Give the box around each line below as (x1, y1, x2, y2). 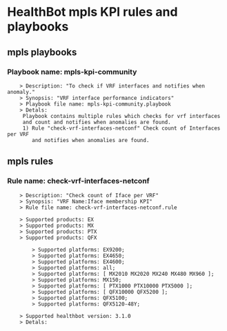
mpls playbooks (7, 46, 77, 58)
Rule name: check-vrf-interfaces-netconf (7, 177, 150, 186)
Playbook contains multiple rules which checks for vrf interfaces (22, 112, 221, 119)
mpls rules (7, 156, 54, 168)
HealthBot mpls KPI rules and (7, 4, 178, 20)
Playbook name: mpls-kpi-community (7, 67, 137, 77)
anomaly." (7, 88, 36, 95)
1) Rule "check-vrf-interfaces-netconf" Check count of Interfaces (22, 125, 221, 132)
